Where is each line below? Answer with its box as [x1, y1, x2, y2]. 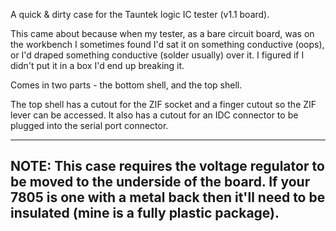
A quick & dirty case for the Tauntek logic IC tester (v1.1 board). [10, 9, 270, 20]
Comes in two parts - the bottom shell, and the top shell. [10, 79, 243, 91]
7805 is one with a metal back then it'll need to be [10, 189, 326, 206]
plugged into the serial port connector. [10, 120, 169, 131]
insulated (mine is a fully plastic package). [10, 205, 280, 222]
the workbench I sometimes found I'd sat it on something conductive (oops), [10, 39, 325, 50]
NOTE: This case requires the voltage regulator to [10, 158, 325, 175]
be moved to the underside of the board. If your [10, 174, 311, 191]
